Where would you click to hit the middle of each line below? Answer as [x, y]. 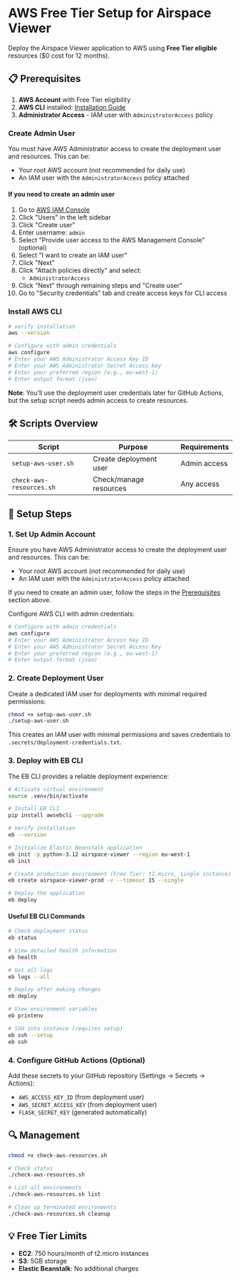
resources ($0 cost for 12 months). [59, 56]
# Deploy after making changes [54, 990]
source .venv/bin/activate [48, 796]
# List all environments [45, 1188]
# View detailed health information [62, 950]
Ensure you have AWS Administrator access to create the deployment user [118, 549]
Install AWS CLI [35, 311]
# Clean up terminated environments [62, 1207]
